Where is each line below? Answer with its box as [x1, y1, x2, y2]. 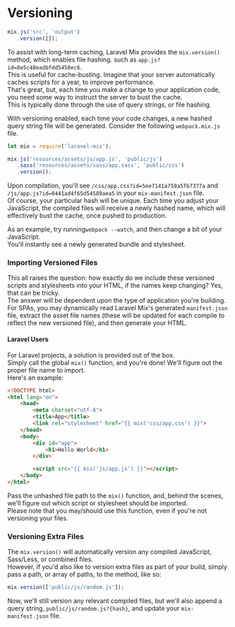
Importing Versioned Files [7, 258, 98, 268]
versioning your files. [7, 514, 68, 522]
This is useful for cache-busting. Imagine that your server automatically [7, 70, 215, 78]
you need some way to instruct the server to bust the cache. [7, 93, 183, 101]
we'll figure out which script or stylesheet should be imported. [7, 498, 188, 507]
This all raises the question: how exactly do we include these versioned [7, 274, 215, 282]
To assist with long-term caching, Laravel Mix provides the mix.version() [7, 47, 221, 56]
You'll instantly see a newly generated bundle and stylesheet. [7, 240, 186, 249]
